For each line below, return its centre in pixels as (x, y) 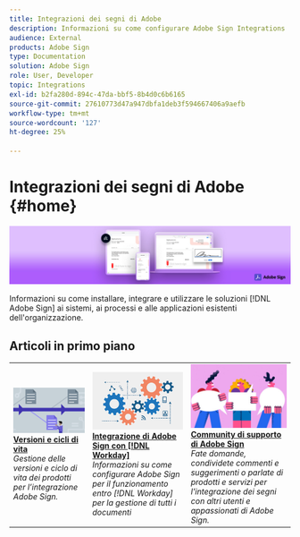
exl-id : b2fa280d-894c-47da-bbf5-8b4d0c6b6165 (97, 94)
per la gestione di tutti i (134, 502)
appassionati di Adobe (232, 511)
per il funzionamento (130, 483)
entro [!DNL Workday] (133, 493)
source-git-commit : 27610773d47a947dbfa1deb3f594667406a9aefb (127, 104)
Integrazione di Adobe (134, 436)
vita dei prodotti (42, 477)
